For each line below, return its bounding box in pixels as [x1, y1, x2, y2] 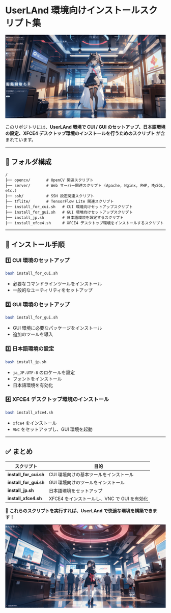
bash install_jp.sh [5, 359, 47, 364]
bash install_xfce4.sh [5, 410, 53, 415]
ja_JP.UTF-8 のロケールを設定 [12, 369, 75, 375]
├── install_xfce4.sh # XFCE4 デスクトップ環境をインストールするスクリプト [5, 220, 164, 225]
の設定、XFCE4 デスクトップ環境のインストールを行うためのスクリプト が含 [5, 130, 165, 136]
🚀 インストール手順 [5, 240, 65, 249]
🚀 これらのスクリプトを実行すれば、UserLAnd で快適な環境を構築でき [5, 508, 153, 514]
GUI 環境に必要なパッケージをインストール [12, 325, 102, 331]
